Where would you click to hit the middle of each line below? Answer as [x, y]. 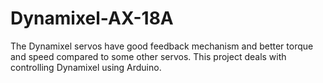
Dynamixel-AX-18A [92, 18]
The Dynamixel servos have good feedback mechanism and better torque [162, 46]
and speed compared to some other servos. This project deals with [148, 56]
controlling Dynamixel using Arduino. [86, 67]
